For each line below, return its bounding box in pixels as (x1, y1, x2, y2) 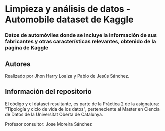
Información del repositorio (5, 87, 92, 96)
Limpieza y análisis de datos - (5, 3, 131, 15)
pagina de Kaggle (5, 44, 49, 51)
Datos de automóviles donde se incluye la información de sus (5, 32, 157, 39)
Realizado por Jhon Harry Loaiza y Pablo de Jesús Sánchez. (5, 73, 130, 79)
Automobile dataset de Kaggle (5, 14, 134, 25)
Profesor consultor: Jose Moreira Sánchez (5, 121, 92, 127)
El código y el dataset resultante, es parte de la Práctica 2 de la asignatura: (5, 101, 159, 107)
